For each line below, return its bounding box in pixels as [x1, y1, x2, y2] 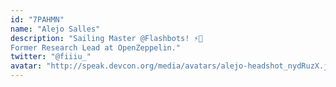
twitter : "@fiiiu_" [10, 52, 92, 62]
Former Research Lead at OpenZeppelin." [10, 42, 182, 53]
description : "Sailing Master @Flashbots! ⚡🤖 [10, 33, 203, 43]
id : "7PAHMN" [10, 14, 65, 25]
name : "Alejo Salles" [10, 24, 101, 34]
